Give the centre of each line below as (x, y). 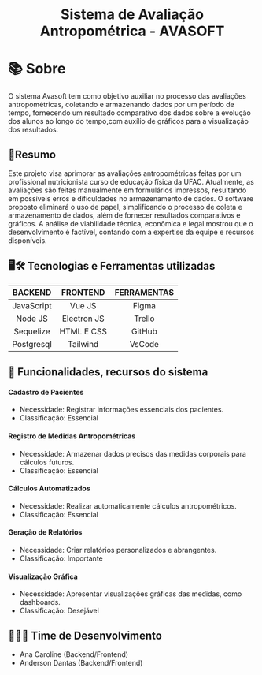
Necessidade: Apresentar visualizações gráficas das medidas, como (131, 594)
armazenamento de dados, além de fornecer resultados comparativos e (125, 215)
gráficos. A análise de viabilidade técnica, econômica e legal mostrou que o (131, 223)
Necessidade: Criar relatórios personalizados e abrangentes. (118, 550)
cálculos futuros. (47, 462)
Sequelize (32, 331)
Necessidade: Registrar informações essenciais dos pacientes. (122, 410)
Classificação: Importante (61, 558)
